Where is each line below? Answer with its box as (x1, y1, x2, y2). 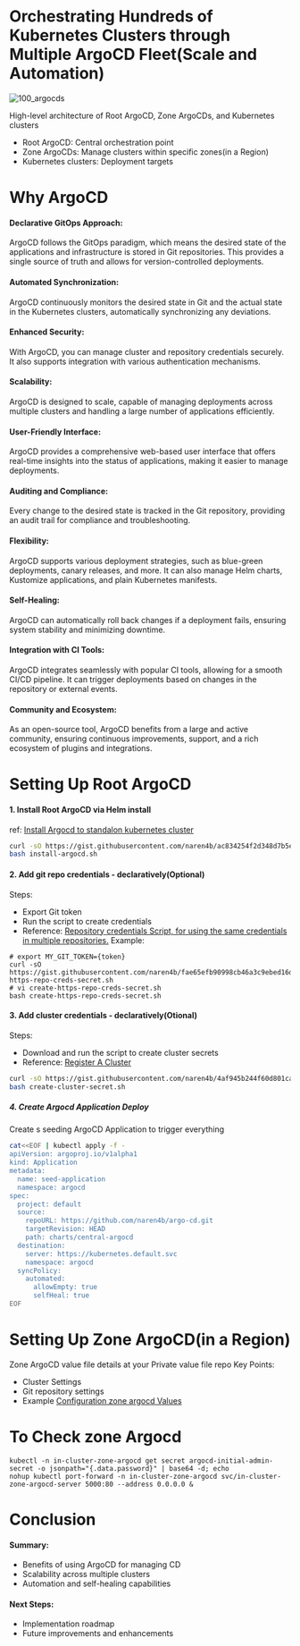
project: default (17, 1200, 82, 1209)
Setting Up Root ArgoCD (9, 774, 192, 795)
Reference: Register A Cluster (21, 1057, 132, 1068)
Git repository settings (21, 1386, 104, 1397)
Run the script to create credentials (21, 916, 152, 926)
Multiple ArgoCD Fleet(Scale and (9, 45, 257, 64)
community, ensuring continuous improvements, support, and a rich (9, 733, 259, 744)
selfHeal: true (32, 1291, 90, 1300)
